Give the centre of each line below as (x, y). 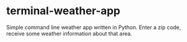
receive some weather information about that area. (69, 33)
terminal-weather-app (63, 11)
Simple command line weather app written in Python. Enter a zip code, (93, 27)
